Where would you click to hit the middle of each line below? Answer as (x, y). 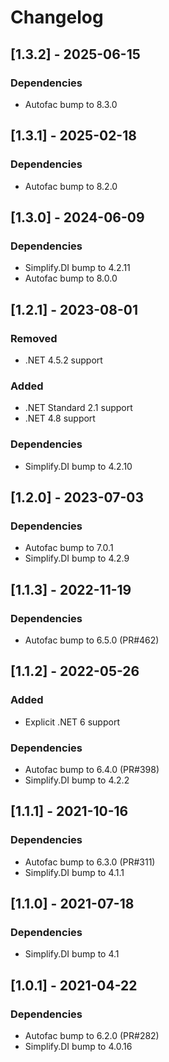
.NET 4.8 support (60, 418)
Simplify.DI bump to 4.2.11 (77, 268)
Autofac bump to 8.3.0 (71, 104)
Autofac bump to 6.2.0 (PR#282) (92, 1035)
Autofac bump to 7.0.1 (69, 548)
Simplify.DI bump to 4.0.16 (78, 1046)
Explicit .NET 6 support (72, 722)
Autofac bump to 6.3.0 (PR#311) (90, 862)
